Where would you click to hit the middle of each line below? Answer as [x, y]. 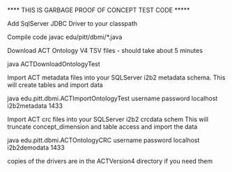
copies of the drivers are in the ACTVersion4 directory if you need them [110, 161]
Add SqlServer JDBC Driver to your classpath [72, 23]
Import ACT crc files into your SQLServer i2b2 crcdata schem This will [108, 119]
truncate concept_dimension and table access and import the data [102, 127]
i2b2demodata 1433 [36, 148]
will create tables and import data [55, 85]
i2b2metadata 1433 [35, 106]
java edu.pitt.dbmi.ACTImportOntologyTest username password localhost [113, 98]
